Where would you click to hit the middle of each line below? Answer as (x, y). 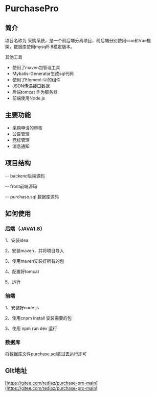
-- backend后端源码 (25, 176)
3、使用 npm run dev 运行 (31, 328)
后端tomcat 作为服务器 (35, 92)
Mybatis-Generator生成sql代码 (43, 74)
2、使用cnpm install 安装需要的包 (38, 318)
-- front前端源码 (21, 186)
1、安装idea (17, 240)
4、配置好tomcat (22, 272)
